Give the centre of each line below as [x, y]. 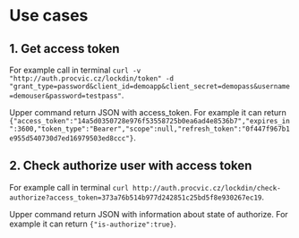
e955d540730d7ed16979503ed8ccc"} [72, 139]
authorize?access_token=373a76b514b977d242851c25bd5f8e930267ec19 [136, 198]
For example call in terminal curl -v [75, 70]
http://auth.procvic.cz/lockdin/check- [207, 188]
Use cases [49, 16]
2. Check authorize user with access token [131, 166]
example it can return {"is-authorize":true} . [93, 224]
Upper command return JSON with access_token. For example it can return [148, 112]
